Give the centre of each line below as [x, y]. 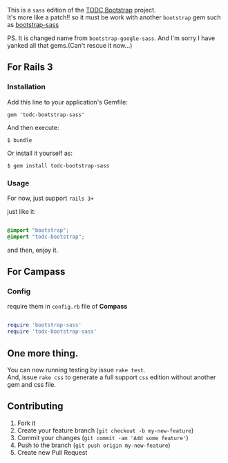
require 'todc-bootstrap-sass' [52, 332]
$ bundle [20, 140]
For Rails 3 [30, 67]
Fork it [26, 423]
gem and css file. [32, 384]
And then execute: [33, 127]
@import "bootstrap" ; [38, 230]
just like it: [21, 211]
